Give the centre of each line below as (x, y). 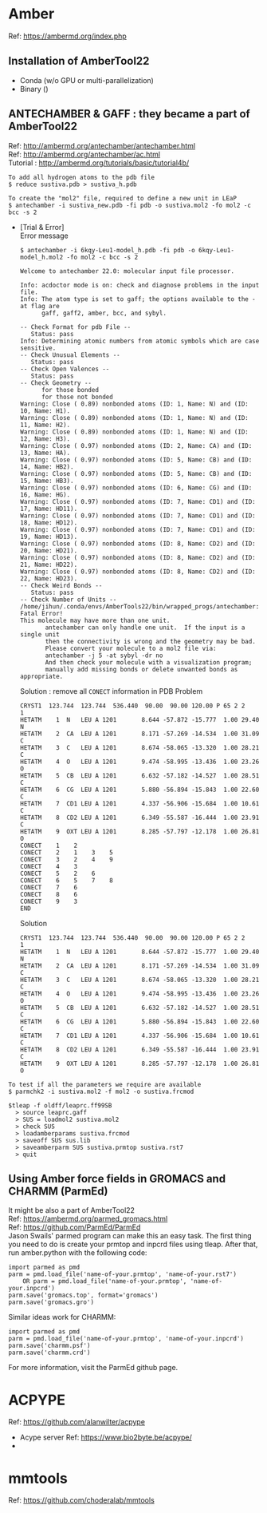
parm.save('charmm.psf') (49, 1346)
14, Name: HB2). (47, 467)
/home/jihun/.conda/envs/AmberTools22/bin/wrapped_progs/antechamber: (139, 606)
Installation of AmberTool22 (79, 61)
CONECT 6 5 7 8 (66, 880)
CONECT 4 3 (49, 866)
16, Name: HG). (45, 495)
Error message (44, 236)
